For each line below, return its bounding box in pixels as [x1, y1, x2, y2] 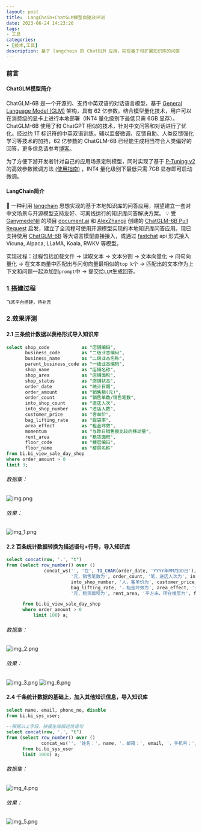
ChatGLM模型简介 [6, 85, 52, 92]
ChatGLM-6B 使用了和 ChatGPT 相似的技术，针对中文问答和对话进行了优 [6, 122, 187, 130]
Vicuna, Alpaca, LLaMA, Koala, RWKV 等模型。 [6, 240, 122, 247]
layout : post [6, 8, 39, 15]
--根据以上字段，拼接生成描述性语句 [6, 724, 84, 730]
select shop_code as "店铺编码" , [6, 344, 116, 350]
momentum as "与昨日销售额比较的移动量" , [25, 428, 152, 434]
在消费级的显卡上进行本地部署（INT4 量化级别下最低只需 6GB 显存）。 [6, 114, 179, 122]
